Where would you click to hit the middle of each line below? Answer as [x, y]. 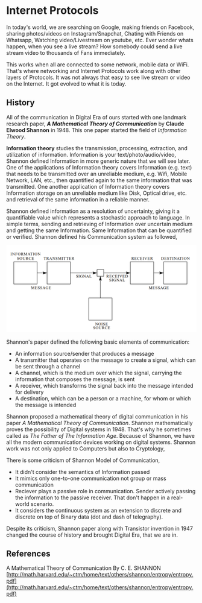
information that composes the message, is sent [75, 379]
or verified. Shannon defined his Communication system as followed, [92, 236]
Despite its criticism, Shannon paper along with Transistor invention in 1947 [99, 528]
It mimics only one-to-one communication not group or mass [91, 478]
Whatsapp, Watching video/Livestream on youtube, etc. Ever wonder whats [100, 40]
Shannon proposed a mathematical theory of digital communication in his [97, 416]
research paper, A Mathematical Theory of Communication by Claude [95, 124]
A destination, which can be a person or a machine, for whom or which [103, 398]
